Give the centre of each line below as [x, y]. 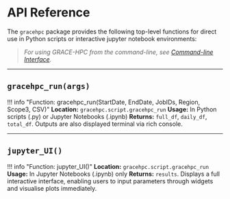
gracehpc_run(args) [49, 87]
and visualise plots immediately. [52, 188]
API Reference [49, 13]
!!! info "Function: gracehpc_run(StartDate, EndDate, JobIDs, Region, [104, 102]
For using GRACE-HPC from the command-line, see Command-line [118, 52]
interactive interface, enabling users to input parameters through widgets [110, 181]
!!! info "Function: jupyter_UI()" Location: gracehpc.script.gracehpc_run [108, 166]
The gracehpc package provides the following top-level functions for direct [112, 31]
